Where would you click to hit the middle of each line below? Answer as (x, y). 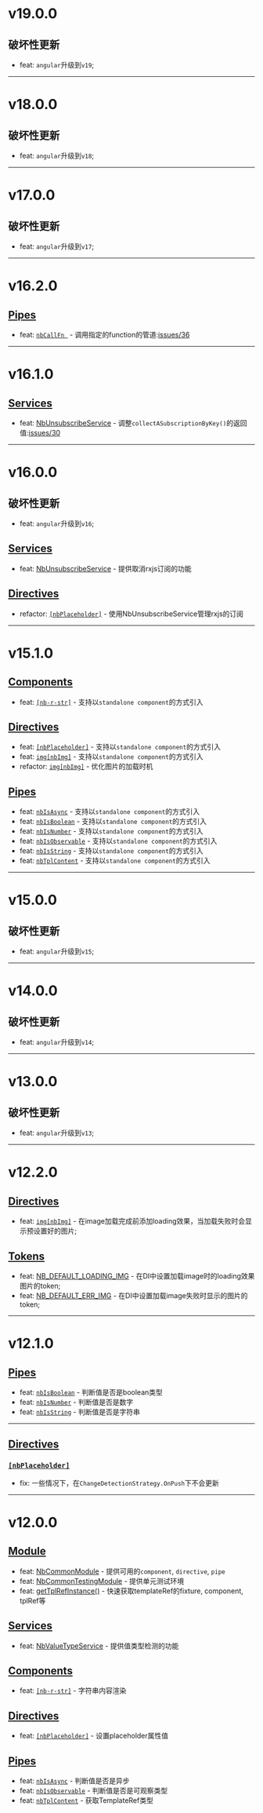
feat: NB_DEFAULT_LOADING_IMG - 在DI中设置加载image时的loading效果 (137, 1276)
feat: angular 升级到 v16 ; (57, 523)
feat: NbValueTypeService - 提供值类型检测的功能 (99, 1646)
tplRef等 (32, 1600)
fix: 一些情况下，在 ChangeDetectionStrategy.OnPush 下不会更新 (119, 1483)
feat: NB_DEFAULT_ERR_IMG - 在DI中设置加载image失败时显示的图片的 (133, 1296)
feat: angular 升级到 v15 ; (57, 951)
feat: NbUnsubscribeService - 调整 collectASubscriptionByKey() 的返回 (133, 423)
